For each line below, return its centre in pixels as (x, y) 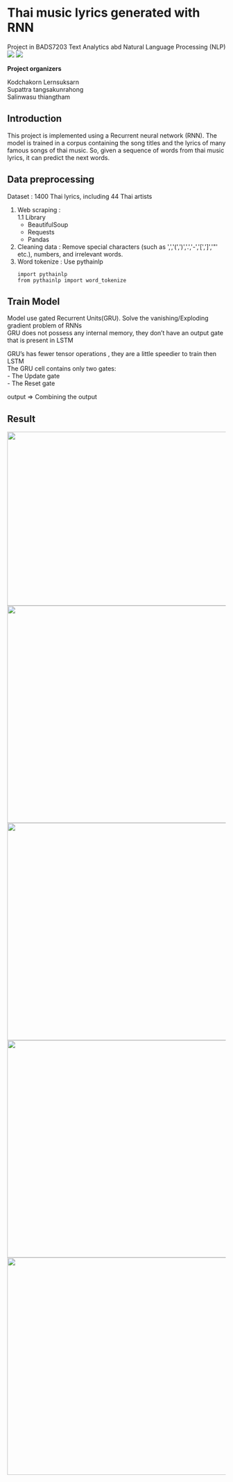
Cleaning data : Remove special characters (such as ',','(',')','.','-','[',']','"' (118, 247)
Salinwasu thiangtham (39, 97)
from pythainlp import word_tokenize (72, 280)
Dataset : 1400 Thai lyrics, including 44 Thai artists (80, 196)
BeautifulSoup (48, 225)
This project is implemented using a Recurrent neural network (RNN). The (112, 135)
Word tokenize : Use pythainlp (60, 261)
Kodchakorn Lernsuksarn (43, 82)
